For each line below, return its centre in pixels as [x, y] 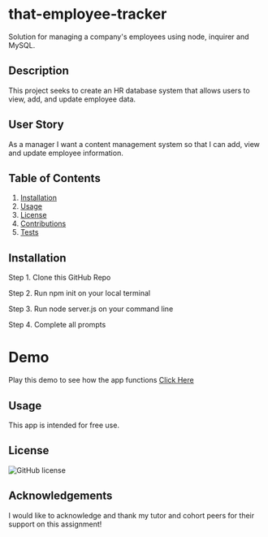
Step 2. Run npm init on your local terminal [80, 293]
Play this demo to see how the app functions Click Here [101, 380]
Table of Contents [55, 178]
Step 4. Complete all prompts [57, 325]
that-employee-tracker [88, 14]
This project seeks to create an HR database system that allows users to [129, 90]
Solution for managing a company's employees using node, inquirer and [129, 37]
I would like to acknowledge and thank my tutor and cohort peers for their [132, 515]
